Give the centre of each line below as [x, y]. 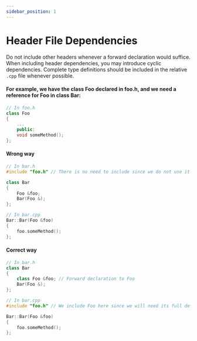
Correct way [21, 250]
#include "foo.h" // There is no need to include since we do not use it [98, 172]
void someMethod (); [40, 135]
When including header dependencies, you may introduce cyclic [84, 63]
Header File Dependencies [72, 40]
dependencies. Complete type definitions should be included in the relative [97, 69]
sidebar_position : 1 [31, 11]
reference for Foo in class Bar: [43, 95]
